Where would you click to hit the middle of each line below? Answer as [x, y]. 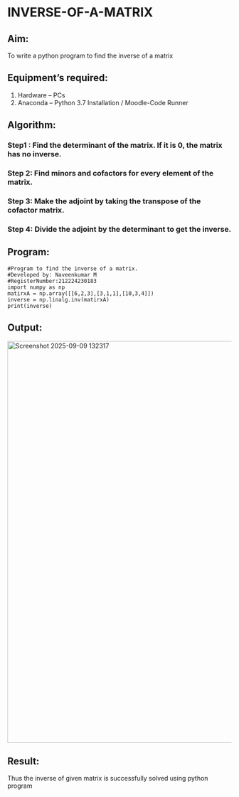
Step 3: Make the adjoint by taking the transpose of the [104, 201]
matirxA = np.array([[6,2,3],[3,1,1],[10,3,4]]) [81, 293]
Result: [23, 761]
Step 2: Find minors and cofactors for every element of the [111, 173]
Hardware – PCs [41, 95]
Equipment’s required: [58, 78]
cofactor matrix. [36, 210]
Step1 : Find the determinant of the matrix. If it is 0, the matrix [115, 145]
